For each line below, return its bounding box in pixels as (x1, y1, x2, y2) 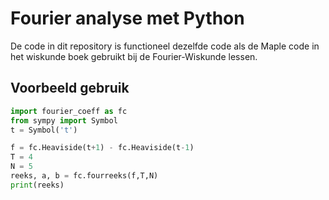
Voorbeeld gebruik (10, 80, 130, 97)
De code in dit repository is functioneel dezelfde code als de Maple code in (10, 40, 320, 52)
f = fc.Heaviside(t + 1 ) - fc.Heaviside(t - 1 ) (10, 143, 195, 153)
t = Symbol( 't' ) (10, 125, 78, 135)
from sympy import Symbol (10, 115, 118, 126)
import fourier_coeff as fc (10, 106, 128, 116)
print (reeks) (10, 180, 65, 190)
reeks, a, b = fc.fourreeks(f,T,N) (10, 171, 159, 181)
